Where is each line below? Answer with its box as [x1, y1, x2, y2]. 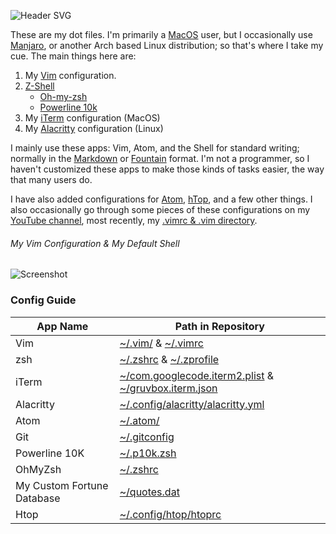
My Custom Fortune [15, 478, 109, 492]
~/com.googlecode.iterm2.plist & [119, 368, 275, 382]
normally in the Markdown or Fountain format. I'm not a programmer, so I [10, 153, 310, 164]
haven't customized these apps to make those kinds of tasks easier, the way [10, 163, 325, 175]
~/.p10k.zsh [119, 446, 177, 460]
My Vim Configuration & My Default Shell [10, 237, 180, 249]
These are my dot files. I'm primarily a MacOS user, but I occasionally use [10, 29, 313, 40]
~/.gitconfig [119, 430, 175, 444]
